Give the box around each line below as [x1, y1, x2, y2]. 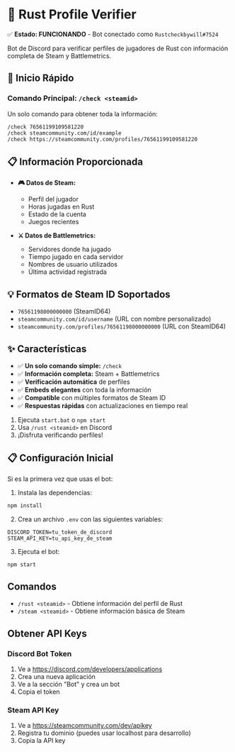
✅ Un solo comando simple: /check [17, 362, 122, 370]
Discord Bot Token [7, 648, 72, 658]
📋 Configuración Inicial [7, 452, 114, 464]
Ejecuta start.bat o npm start [17, 416, 106, 424]
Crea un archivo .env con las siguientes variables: [17, 514, 164, 524]
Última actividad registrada [28, 267, 108, 276]
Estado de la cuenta [28, 210, 86, 219]
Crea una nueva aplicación [17, 673, 96, 681]
